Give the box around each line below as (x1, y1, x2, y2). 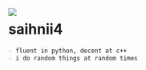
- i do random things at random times (8, 54, 138, 62)
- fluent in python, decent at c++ (8, 47, 128, 55)
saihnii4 (8, 20, 63, 39)
